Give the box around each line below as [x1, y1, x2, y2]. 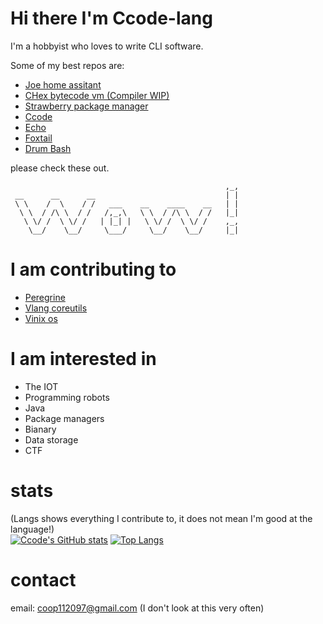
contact [10, 568, 77, 591]
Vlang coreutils [24, 302, 88, 314]
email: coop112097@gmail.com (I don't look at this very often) [10, 602, 265, 614]
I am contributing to [10, 258, 177, 281]
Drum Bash [24, 142, 72, 154]
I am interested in [10, 348, 157, 371]
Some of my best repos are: [10, 59, 125, 71]
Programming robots [24, 391, 110, 403]
